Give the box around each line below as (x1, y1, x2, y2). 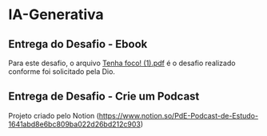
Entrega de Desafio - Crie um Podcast (8, 90, 200, 103)
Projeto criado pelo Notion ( (8, 111, 100, 120)
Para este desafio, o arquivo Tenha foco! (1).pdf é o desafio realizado (8, 58, 236, 68)
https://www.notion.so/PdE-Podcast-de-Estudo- (98, 111, 258, 120)
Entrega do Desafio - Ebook (8, 37, 148, 51)
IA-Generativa (8, 6, 104, 24)
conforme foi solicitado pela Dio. (8, 67, 116, 76)
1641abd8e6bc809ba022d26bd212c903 (8, 119, 141, 129)
